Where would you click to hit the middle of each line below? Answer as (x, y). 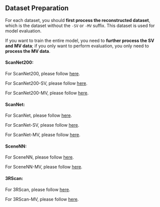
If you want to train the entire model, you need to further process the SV (80, 40)
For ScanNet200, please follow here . (43, 74)
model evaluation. (23, 31)
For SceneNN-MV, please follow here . (44, 167)
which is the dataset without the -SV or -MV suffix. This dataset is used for (80, 25)
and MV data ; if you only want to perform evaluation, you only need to (77, 46)
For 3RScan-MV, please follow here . (42, 199)
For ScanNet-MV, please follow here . (43, 135)
